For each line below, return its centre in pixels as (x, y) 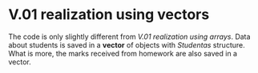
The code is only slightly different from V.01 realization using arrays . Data (129, 36)
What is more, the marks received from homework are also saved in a (123, 53)
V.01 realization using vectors (109, 15)
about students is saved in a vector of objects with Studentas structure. (127, 44)
